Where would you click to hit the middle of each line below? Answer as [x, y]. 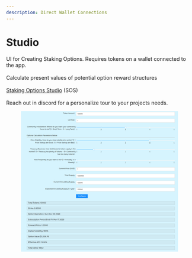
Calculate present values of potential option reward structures [82, 77]
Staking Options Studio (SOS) [42, 90]
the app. [16, 65]
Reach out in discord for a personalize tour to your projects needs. [87, 103]
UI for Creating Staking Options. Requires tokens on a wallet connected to [96, 58]
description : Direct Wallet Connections [57, 12]
